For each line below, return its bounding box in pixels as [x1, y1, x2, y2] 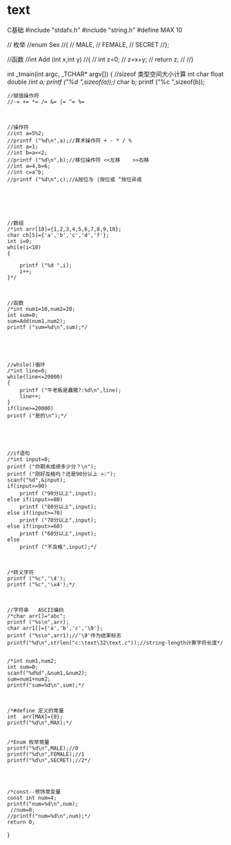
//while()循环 [7, 361, 46, 368]
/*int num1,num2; [7, 657, 57, 665]
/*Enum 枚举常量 [7, 739, 50, 746]
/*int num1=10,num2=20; [7, 305, 76, 312]
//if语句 [7, 450, 30, 457]
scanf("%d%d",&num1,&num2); [7, 670, 88, 676]
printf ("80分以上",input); [19, 503, 97, 510]
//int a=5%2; [7, 130, 45, 137]
